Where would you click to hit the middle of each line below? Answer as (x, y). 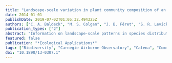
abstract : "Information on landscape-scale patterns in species (75, 34)
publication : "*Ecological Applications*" (51, 43)
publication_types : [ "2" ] (33, 29)
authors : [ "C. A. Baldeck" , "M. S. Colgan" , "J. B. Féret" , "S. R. (79, 24)
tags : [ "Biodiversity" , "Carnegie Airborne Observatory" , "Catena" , (80, 48)
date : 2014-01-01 (24, 15)
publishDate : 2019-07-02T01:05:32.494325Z (51, 19)
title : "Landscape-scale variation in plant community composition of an (86, 10)
